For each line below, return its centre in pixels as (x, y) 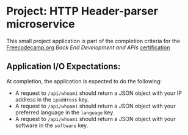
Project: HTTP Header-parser (82, 11)
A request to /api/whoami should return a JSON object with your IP (98, 93)
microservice (41, 24)
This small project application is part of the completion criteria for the (93, 41)
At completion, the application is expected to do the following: (84, 81)
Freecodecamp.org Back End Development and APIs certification (88, 47)
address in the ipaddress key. (52, 99)
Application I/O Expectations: (63, 67)
